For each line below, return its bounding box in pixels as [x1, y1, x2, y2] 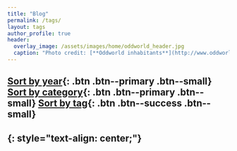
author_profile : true [7, 29, 71, 37]
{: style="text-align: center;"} [7, 132, 142, 144]
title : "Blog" [7, 10, 49, 18]
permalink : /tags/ [7, 17, 61, 24]
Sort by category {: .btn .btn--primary [7, 86, 176, 98]
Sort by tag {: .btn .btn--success [37, 98, 182, 110]
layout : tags [7, 23, 46, 30]
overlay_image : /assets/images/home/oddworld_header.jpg [13, 43, 185, 50]
